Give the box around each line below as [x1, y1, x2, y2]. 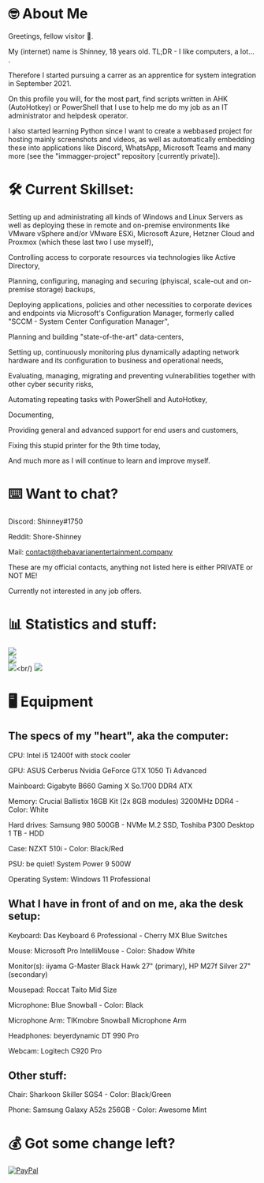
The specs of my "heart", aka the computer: [8, 730, 229, 743]
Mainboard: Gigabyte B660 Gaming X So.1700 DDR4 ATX [8, 781, 193, 791]
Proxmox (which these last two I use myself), [8, 237, 154, 246]
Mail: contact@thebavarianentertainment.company [8, 546, 173, 557]
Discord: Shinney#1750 [8, 516, 84, 526]
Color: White [8, 805, 49, 814]
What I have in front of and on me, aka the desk [8, 897, 244, 911]
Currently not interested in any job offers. [8, 586, 142, 595]
